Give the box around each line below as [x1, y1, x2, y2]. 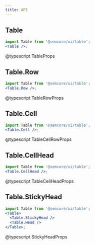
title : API [5, 7, 28, 13]
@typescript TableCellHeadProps [5, 178, 74, 184]
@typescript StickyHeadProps [5, 234, 67, 240]
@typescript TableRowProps [5, 95, 64, 101]
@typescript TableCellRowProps [5, 136, 72, 142]
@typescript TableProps [5, 53, 55, 59]
